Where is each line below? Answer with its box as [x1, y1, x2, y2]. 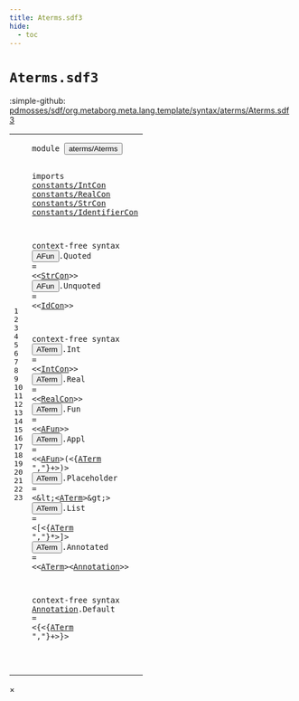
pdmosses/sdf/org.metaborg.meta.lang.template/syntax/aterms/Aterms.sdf [9, 105, 290, 116]
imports [31, 171, 65, 181]
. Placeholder [61, 473, 118, 484]
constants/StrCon [31, 198, 107, 208]
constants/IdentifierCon [31, 207, 138, 217]
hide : [9, 22, 30, 31]
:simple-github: [9, 96, 66, 107]
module [31, 144, 61, 154]
